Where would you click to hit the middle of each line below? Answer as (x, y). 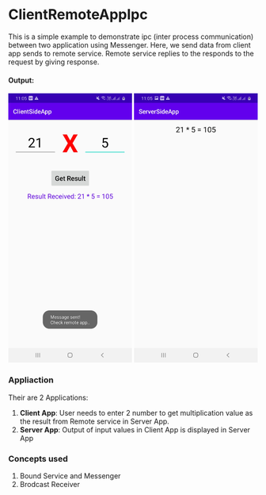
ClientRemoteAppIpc (78, 15)
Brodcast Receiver (50, 485)
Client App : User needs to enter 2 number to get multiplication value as (136, 412)
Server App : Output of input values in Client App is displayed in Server (135, 429)
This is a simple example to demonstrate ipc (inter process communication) (131, 36)
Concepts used (38, 459)
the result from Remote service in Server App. (95, 421)
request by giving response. (54, 62)
